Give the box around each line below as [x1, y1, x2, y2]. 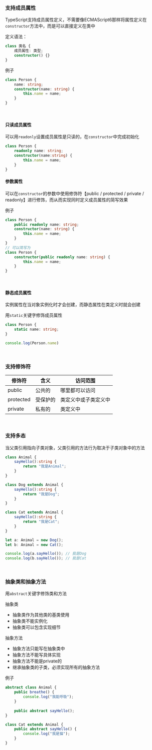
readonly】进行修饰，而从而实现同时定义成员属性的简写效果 [5, 197, 128, 203]
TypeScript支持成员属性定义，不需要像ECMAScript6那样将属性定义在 [5, 17, 147, 23]
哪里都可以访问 [60, 387, 96, 394]
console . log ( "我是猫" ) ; [23, 731, 70, 736]
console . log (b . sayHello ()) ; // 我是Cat [5, 556, 87, 561]
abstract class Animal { [5, 685, 57, 690]
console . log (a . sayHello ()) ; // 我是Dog [5, 551, 87, 556]
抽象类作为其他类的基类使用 [12, 612, 70, 618]
